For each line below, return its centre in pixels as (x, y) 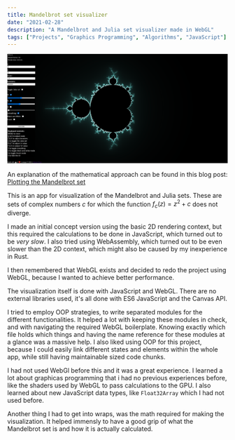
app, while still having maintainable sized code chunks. (86, 357)
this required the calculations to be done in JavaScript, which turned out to (115, 234)
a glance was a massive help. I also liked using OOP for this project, (105, 342)
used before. (26, 401)
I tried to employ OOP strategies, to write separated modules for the (105, 312)
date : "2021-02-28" (36, 22)
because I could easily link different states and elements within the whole (113, 349)
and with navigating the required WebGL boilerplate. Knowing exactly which (116, 327)
